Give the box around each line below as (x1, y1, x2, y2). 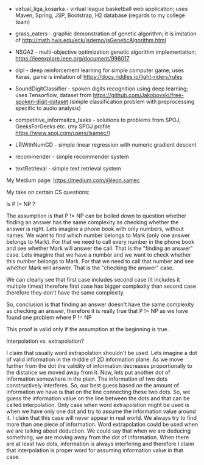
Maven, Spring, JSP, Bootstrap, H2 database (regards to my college (15, 12, 185, 19)
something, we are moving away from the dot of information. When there (6, 434, 189, 441)
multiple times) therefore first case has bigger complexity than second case (6, 282, 197, 290)
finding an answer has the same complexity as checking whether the (6, 219, 179, 225)
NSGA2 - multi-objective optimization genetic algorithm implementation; (15, 48, 197, 56)
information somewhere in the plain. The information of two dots (6, 375, 168, 383)
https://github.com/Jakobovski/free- (93, 92, 185, 98)
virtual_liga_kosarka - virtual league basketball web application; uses (15, 5, 188, 12)
